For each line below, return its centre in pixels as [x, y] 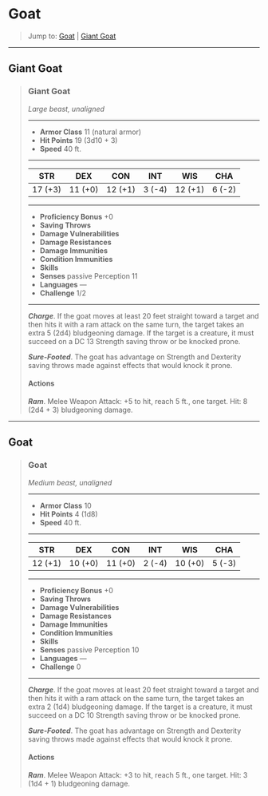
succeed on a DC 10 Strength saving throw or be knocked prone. [134, 715]
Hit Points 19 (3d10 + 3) [79, 140]
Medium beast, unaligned [70, 482]
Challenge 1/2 [63, 293]
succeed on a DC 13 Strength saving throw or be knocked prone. [134, 341]
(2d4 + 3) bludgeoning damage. [80, 410]
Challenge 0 [60, 667]
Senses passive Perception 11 [89, 275]
